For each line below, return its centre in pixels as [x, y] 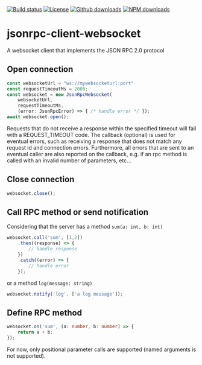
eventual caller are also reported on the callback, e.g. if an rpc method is [97, 154]
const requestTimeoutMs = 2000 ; [47, 89]
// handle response [53, 249]
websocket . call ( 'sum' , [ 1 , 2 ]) [45, 238]
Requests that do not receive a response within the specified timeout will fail [102, 128]
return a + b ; [35, 332]
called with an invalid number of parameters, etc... [69, 160]
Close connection [41, 179]
